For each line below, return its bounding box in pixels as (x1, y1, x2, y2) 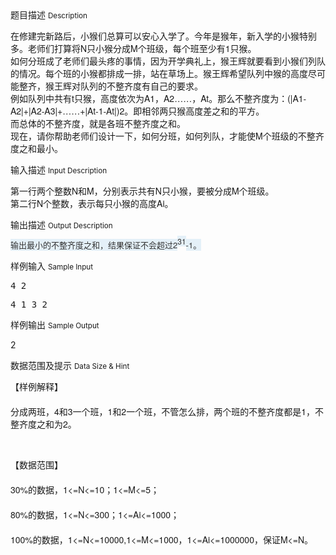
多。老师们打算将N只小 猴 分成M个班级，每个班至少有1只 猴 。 (10, 42, 257, 55)
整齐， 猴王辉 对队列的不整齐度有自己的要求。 (18, 79, 203, 92)
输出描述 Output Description (10, 219, 113, 231)
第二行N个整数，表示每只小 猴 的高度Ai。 (10, 197, 174, 210)
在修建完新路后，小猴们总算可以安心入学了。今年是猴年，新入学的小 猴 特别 (10, 29, 317, 42)
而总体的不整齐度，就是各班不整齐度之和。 (10, 117, 186, 130)
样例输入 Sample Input (10, 260, 94, 272)
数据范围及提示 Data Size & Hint (10, 360, 130, 371)
